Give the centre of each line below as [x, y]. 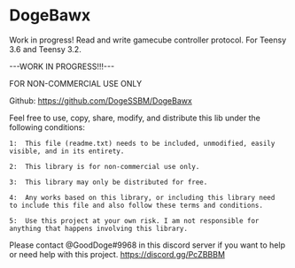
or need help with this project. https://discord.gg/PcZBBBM [117, 254]
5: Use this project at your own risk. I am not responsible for [134, 221]
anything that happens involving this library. [99, 228]
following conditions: [47, 127]
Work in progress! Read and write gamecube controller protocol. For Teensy [147, 40]
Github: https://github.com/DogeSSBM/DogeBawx [101, 100]
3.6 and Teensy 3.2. [45, 49]
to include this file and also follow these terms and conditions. [136, 205]
